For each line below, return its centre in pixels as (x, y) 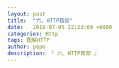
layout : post (27, 14)
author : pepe (27, 47)
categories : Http (33, 34)
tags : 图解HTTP (29, 40)
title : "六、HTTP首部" (40, 21)
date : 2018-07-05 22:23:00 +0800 (60, 27)
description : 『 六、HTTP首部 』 (53, 54)
